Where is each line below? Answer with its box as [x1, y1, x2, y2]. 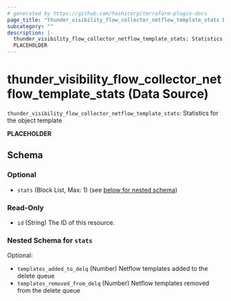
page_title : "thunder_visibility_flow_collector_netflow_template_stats [7, 16, 220, 23]
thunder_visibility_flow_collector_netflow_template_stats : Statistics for [7, 109, 219, 117]
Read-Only [7, 203, 45, 212]
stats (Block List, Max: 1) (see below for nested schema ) [16, 186, 178, 194]
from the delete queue [16, 287, 80, 295]
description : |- [7, 29, 54, 36]
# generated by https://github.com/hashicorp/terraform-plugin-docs [7, 10, 208, 17]
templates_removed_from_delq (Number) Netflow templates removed [16, 279, 210, 287]
